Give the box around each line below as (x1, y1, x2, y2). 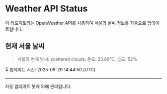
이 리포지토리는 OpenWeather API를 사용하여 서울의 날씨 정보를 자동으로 (5, 20, 147, 26)
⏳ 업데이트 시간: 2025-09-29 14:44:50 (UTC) (5, 66, 96, 72)
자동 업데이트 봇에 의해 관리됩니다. (5, 83, 72, 89)
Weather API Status (5, 3, 88, 14)
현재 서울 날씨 (5, 42, 45, 50)
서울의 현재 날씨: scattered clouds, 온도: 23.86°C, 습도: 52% (17, 56, 138, 62)
